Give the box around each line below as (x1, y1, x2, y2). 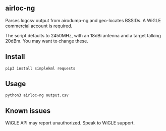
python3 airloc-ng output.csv (5, 93, 69, 98)
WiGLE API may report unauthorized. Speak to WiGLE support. (5, 120, 135, 126)
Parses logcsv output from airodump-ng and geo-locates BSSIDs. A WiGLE (5, 17, 161, 23)
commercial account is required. (5, 23, 72, 29)
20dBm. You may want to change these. (5, 38, 88, 44)
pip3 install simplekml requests (5, 65, 76, 71)
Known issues (5, 106, 51, 115)
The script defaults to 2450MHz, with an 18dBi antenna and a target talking (5, 32, 161, 38)
